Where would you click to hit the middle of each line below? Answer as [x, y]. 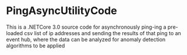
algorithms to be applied [36, 46]
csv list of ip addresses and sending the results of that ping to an [103, 33]
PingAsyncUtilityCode [62, 11]
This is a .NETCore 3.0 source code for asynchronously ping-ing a [86, 27]
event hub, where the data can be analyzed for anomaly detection [86, 39]
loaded [15, 33]
